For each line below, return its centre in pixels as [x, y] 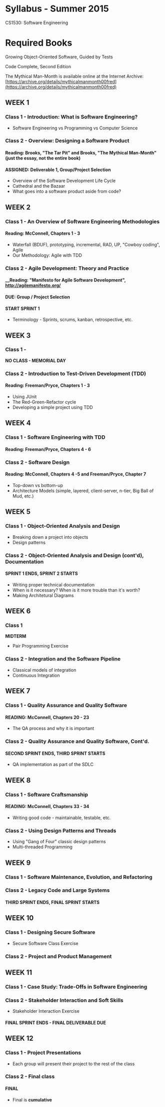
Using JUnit [24, 396]
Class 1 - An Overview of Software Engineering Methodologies [82, 221]
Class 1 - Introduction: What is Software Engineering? [71, 117]
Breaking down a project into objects [50, 537]
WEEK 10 [19, 918]
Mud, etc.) [23, 496]
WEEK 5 [18, 512]
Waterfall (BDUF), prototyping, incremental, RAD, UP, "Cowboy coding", [86, 244]
